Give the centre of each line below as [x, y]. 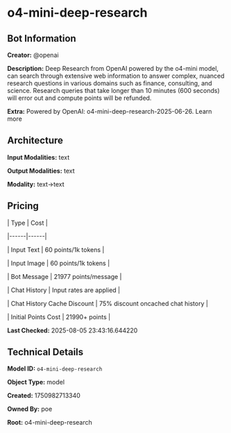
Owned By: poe [30, 409]
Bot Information [42, 39]
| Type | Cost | [28, 223]
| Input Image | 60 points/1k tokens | [59, 263]
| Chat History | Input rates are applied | [63, 290]
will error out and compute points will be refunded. [79, 98]
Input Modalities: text [38, 157]
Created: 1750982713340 [44, 396]
